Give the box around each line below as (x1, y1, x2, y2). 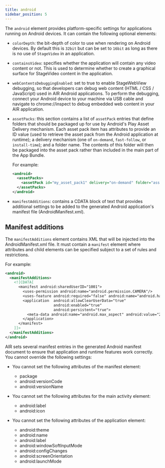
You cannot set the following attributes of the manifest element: (12, 363, 141, 369)
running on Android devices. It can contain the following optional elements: (5, 30, 157, 36)
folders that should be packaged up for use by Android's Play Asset (12, 121, 149, 127)
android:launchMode (19, 458, 62, 464)
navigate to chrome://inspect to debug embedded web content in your (12, 101, 155, 107)
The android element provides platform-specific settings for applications (5, 25, 152, 31)
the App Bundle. (12, 152, 45, 158)
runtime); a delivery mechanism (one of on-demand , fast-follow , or (12, 136, 146, 143)
